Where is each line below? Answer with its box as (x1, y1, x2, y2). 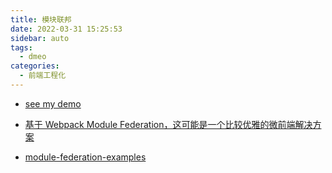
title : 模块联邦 (10, 14, 72, 25)
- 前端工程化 (19, 71, 67, 81)
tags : (10, 42, 33, 53)
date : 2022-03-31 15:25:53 (10, 24, 123, 34)
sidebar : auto (10, 33, 70, 43)
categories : (10, 61, 60, 71)
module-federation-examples (24, 151, 147, 163)
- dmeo (19, 52, 47, 62)
